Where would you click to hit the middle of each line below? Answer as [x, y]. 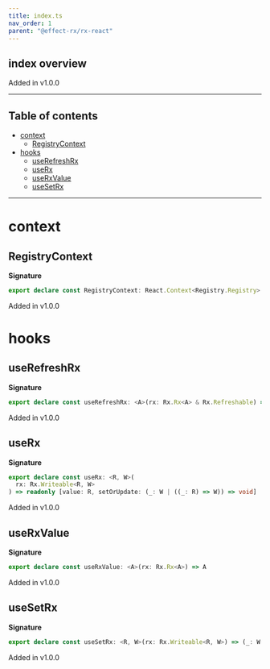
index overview [47, 63]
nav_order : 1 [30, 23]
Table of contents [53, 116]
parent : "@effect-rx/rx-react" [61, 31]
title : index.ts [35, 16]
